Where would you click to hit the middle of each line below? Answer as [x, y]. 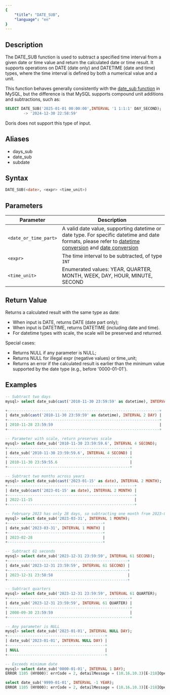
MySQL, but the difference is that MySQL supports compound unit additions [84, 94]
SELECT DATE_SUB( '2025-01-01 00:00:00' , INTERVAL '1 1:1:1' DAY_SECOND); [83, 109]
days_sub [23, 151]
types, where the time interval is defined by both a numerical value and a [81, 73]
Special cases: [20, 343]
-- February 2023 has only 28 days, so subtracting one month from [78, 514]
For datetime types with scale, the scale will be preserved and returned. [88, 333]
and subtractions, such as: [33, 99]
